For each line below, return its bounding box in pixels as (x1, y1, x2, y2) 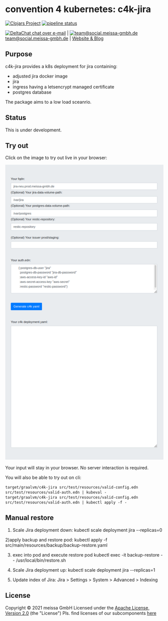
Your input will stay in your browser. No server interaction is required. (5, 465, 149, 471)
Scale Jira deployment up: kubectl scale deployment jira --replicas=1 (12, 567, 155, 573)
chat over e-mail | (32, 30, 69, 36)
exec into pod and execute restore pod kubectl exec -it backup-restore (12, 551, 160, 558)
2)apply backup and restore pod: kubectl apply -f (5, 536, 108, 542)
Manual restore (5, 514, 54, 522)
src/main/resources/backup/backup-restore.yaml (5, 542, 108, 548)
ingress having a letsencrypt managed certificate (12, 84, 115, 90)
